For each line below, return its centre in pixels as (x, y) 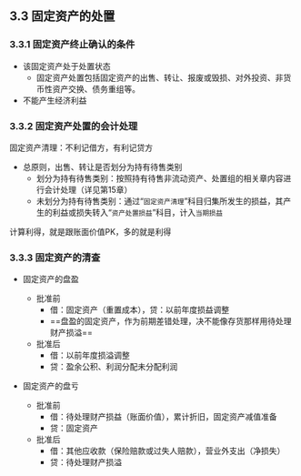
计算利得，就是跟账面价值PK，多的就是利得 (90, 231)
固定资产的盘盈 (50, 279)
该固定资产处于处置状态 (66, 66)
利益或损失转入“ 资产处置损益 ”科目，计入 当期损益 (137, 212)
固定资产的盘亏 (50, 386)
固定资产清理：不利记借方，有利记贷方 (81, 147)
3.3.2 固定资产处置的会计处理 (74, 126)
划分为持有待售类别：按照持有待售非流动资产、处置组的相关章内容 (160, 178)
